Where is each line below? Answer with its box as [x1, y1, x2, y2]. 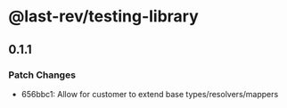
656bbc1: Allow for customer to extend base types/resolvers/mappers [20, 88, 279, 99]
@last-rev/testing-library [8, 6, 200, 27]
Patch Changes [8, 69, 77, 81]
